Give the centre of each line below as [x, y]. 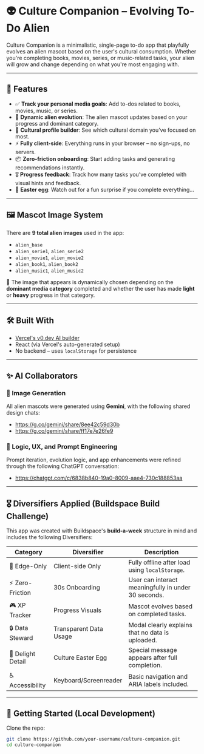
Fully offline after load [159, 563]
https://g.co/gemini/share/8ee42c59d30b [67, 424]
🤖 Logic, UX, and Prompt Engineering [62, 446]
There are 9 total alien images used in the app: [65, 233]
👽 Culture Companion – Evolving [90, 11]
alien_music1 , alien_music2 [49, 270]
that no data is [148, 633]
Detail [18, 662]
